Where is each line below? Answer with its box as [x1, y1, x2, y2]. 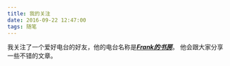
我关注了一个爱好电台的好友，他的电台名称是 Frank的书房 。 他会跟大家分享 [7, 43, 224, 51]
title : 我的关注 [7, 10, 51, 17]
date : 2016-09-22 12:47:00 [7, 17, 87, 24]
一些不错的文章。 [7, 51, 57, 60]
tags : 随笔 [7, 23, 37, 30]
